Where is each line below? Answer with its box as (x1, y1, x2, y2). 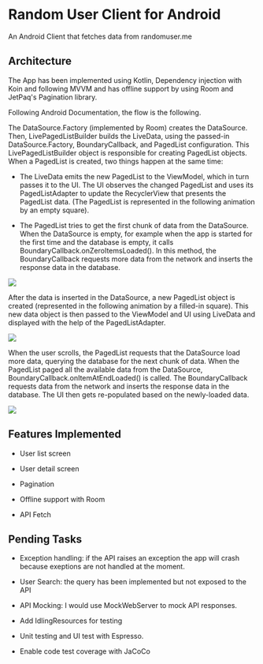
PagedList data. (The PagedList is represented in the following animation (19, 197, 256, 206)
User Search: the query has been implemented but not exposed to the (19, 577, 246, 587)
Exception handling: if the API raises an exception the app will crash (19, 553, 240, 563)
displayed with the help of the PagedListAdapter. (8, 317, 166, 327)
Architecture (8, 54, 72, 68)
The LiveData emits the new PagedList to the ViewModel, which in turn (19, 171, 250, 181)
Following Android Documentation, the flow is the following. (8, 107, 202, 117)
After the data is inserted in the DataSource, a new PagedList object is (8, 292, 235, 302)
